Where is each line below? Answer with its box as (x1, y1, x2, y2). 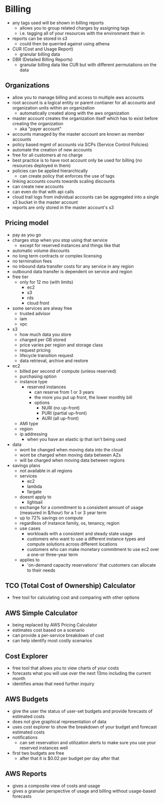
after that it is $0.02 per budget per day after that (19, 755, 120, 761)
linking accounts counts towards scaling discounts (12, 178, 115, 184)
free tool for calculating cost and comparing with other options (12, 594, 139, 600)
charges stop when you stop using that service (12, 237, 108, 243)
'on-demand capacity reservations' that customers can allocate (27, 562, 156, 568)
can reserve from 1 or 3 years (34, 389, 95, 395)
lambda (27, 483, 42, 489)
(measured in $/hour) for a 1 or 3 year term (19, 510, 107, 515)
